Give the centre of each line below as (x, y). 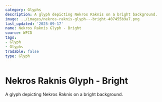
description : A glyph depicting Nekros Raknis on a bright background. (81, 14)
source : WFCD (19, 33)
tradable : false (22, 51)
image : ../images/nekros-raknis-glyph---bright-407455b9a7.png (72, 19)
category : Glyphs (23, 10)
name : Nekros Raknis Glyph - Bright (43, 28)
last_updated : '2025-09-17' (34, 24)
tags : (11, 38)
